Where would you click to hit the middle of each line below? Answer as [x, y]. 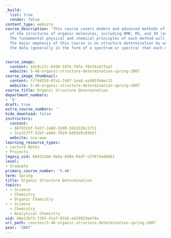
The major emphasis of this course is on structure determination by [85, 43]
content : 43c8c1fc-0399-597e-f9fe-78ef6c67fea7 [61, 67]
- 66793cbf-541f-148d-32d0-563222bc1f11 [53, 128]
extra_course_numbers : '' [33, 109]
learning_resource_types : [33, 142]
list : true [21, 15]
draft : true [18, 104]
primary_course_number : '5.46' [38, 171]
